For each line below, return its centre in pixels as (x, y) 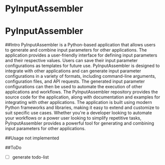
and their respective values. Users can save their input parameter (71, 61)
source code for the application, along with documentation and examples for (83, 97)
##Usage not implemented (32, 138)
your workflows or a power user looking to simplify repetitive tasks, (73, 118)
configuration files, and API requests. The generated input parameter (75, 81)
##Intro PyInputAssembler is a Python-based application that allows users (81, 45)
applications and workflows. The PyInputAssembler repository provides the (82, 92)
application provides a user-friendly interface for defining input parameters (81, 55)
